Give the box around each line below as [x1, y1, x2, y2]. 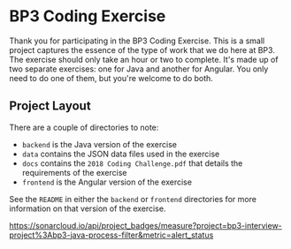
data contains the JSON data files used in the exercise [21, 148, 220, 159]
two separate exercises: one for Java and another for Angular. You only [9, 64, 269, 74]
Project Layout [9, 99, 91, 114]
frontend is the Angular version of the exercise [21, 177, 193, 187]
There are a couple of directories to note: [9, 122, 159, 132]
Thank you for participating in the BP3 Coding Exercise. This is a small [9, 35, 265, 46]
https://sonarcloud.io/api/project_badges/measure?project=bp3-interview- [9, 220, 283, 230]
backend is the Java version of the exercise [21, 139, 177, 149]
